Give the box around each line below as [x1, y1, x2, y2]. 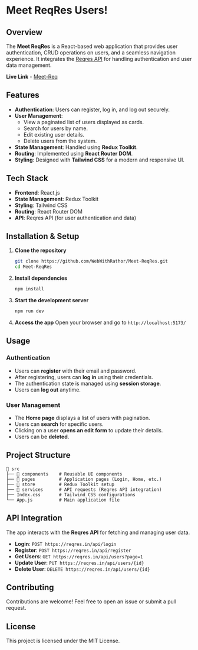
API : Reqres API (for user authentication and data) [14, 214, 137, 221]
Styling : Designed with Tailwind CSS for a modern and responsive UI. [14, 156, 184, 163]
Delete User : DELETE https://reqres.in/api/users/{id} [14, 565, 150, 573]
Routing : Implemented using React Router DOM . [14, 150, 133, 157]
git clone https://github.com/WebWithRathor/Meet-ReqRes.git [14, 258, 169, 264]
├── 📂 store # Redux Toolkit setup [6, 481, 115, 487]
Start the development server [14, 297, 89, 304]
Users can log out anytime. [14, 386, 81, 393]
